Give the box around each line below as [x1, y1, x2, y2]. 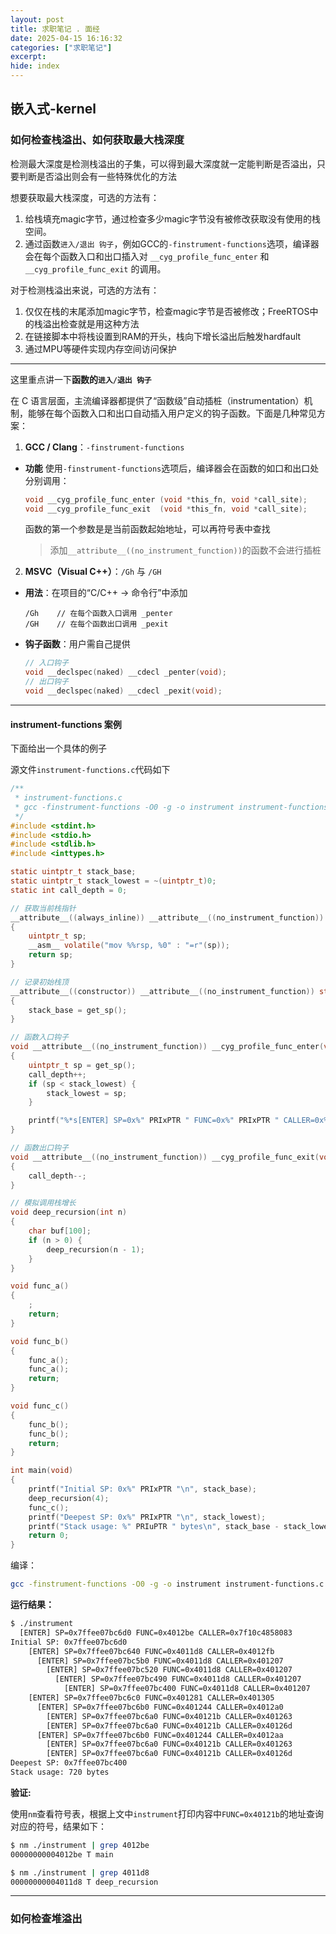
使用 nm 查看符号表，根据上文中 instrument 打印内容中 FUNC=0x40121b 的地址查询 [10, 1807, 324, 1820]
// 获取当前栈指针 [10, 903, 77, 913]
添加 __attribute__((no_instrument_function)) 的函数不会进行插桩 [49, 544, 322, 556]
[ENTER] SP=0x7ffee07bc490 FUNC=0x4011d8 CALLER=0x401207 [54, 1674, 302, 1685]
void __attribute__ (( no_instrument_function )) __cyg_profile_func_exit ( [10, 1152, 320, 1162]
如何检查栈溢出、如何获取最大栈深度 [10, 133, 185, 147]
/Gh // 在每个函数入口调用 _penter [24, 609, 173, 619]
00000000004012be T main [10, 1849, 114, 1860]
